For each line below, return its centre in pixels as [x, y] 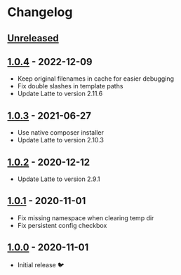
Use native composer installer [60, 133]
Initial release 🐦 [41, 264]
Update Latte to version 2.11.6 [60, 94]
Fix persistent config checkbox [62, 225]
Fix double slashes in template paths [70, 86]
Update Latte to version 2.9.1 [59, 179]
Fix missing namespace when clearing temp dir [86, 217]
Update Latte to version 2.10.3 [60, 140]
